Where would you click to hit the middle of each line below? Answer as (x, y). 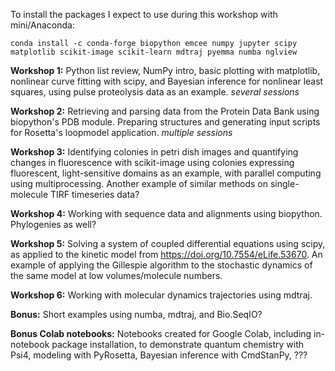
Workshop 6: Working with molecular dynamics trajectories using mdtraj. (161, 295)
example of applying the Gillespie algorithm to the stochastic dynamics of (161, 265)
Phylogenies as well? (53, 224)
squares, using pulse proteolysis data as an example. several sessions (155, 92)
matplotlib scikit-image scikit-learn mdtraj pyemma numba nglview (154, 52)
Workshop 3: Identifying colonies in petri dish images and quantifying (154, 152)
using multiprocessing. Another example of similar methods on (139, 183)
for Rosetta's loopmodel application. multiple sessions (121, 132)
